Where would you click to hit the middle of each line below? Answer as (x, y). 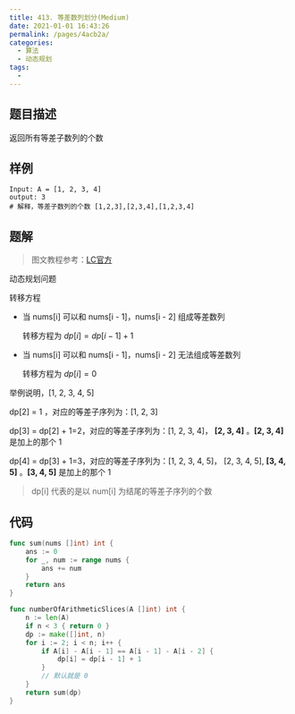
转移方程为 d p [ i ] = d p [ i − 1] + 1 (78, 336)
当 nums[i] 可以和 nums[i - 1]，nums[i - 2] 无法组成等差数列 (131, 355)
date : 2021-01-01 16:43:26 (59, 26)
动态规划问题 (33, 279)
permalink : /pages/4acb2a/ (59, 34)
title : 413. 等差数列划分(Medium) (69, 17)
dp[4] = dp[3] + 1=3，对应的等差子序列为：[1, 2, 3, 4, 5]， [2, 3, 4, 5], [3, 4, (147, 461)
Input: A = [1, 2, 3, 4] (55, 190)
